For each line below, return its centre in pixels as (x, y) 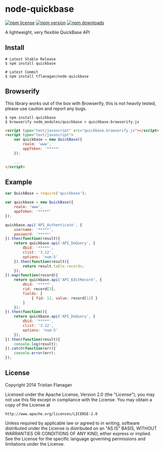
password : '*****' (33, 234)
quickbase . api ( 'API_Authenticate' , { (44, 225)
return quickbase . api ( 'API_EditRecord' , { (58, 280)
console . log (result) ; (36, 344)
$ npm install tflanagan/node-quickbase (47, 76)
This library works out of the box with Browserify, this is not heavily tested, (81, 103)
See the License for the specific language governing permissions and (75, 439)
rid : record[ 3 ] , (39, 289)
